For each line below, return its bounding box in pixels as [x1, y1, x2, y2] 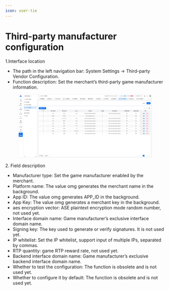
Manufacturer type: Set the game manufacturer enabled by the [12, 172, 144, 178]
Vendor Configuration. [12, 73, 59, 79]
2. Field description [5, 162, 46, 169]
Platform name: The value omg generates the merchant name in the [12, 183, 154, 189]
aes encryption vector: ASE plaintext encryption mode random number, [12, 204, 161, 211]
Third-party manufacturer [5, 30, 117, 42]
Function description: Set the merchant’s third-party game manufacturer [12, 78, 163, 85]
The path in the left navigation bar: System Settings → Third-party [12, 68, 150, 74]
